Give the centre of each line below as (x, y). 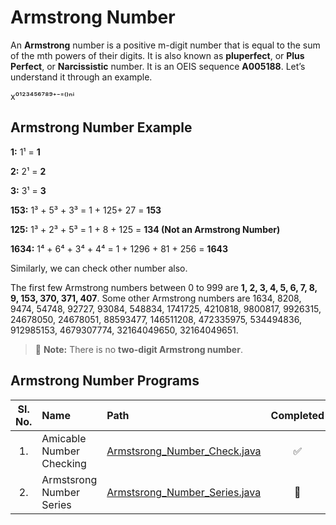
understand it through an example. (81, 77)
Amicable (64, 438)
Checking (64, 463)
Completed (297, 415)
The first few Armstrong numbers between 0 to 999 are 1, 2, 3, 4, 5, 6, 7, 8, (164, 287)
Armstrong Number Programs (105, 381)
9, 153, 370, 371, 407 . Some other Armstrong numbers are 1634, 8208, (156, 298)
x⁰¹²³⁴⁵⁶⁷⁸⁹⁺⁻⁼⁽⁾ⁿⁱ (42, 96)
